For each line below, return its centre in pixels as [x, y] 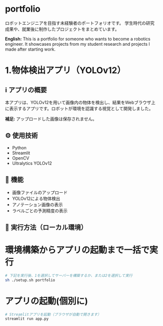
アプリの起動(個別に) [47, 301]
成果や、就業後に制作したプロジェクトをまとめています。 [62, 29]
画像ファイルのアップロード [40, 192]
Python [19, 147]
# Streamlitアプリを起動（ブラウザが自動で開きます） [53, 314]
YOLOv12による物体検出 [36, 199]
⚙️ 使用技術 [21, 136]
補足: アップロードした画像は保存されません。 [51, 119]
